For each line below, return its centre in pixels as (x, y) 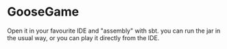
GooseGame (43, 12)
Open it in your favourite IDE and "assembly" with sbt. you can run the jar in (114, 31)
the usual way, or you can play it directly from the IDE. (83, 37)
